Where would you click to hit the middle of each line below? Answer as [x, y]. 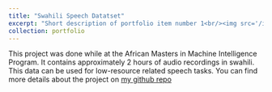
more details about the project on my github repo [90, 79]
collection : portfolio [47, 31]
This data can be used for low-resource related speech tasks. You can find [133, 71]
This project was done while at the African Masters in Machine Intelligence [133, 54]
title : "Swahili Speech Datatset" [67, 16]
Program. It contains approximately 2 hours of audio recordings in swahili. [132, 62]
